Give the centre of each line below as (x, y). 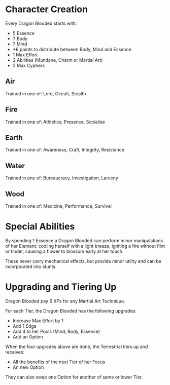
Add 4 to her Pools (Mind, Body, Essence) (56, 331)
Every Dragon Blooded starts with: (41, 23)
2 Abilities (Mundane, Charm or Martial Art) (58, 60)
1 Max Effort (25, 55)
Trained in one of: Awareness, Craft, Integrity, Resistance (65, 150)
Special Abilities (40, 227)
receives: (15, 352)
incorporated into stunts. (31, 266)
